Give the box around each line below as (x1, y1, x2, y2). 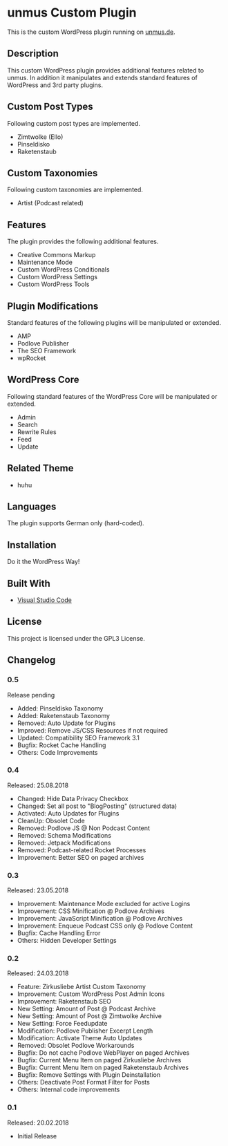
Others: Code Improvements (17, 748, 98, 756)
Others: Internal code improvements (17, 1085, 120, 1093)
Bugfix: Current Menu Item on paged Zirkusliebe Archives (17, 1056, 182, 1064)
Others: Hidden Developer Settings (17, 937, 117, 945)
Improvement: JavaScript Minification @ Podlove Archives (17, 914, 183, 923)
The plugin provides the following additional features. (7, 237, 159, 246)
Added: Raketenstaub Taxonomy (17, 711, 111, 720)
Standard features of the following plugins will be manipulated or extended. (7, 319, 221, 326)
